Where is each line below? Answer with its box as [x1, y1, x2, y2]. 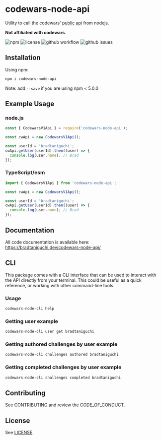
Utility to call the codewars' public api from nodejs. [5, 20, 109, 26]
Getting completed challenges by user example [5, 364, 122, 371]
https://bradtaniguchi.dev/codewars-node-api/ [5, 244, 101, 250]
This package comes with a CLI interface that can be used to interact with [5, 272, 157, 278]
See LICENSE [5, 430, 33, 436]
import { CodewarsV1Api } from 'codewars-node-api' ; [5, 180, 117, 186]
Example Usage [5, 100, 55, 108]
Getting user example [5, 317, 59, 324]
